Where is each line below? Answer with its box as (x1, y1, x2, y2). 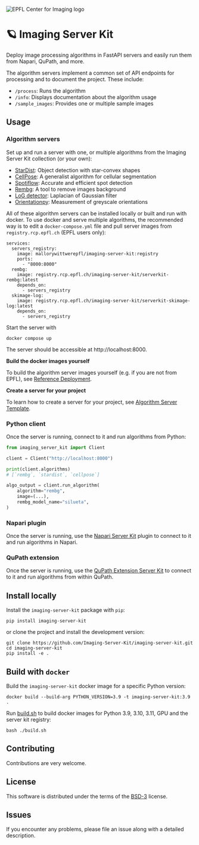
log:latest (6, 303, 33, 309)
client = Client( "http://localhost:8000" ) (6, 455, 113, 462)
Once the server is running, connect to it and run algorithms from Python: (6, 433, 186, 440)
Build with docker (6, 667, 70, 677)
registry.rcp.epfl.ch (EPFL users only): (6, 228, 106, 236)
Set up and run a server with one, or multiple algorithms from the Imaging (6, 148, 186, 156)
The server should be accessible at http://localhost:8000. (6, 346, 147, 353)
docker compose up (6, 335, 52, 341)
